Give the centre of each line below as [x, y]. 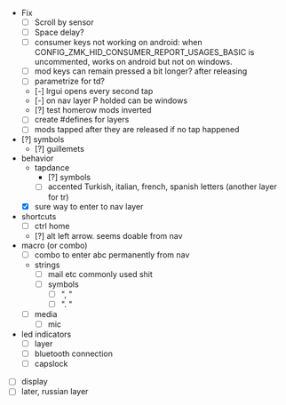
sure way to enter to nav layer [89, 206]
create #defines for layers [82, 120]
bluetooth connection [73, 353]
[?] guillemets [60, 149]
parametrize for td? [70, 81]
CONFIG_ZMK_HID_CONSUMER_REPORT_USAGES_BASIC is [144, 52]
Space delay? [60, 32]
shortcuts [39, 216]
